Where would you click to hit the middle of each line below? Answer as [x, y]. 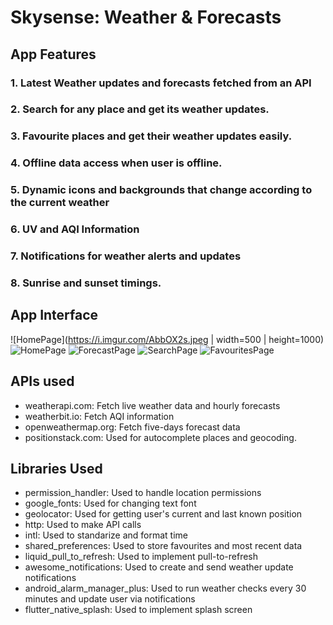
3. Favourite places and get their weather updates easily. [151, 136]
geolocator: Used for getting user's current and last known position [163, 514]
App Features [53, 54]
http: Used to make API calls [83, 525]
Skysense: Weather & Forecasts [146, 17]
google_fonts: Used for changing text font [110, 503]
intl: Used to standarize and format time [106, 535]
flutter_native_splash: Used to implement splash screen [138, 610]
